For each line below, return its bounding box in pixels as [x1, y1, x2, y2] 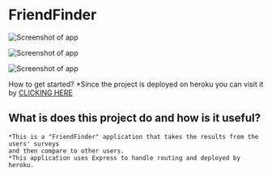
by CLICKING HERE [8, 87, 73, 98]
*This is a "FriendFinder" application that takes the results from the [8, 132, 259, 140]
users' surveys [8, 140, 60, 148]
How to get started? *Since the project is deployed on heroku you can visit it [8, 79, 264, 89]
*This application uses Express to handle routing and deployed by [8, 153, 241, 162]
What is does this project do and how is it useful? [8, 111, 261, 125]
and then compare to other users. [8, 147, 125, 155]
